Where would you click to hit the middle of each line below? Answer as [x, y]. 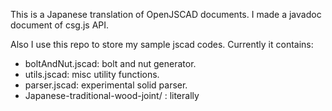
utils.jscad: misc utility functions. [92, 74]
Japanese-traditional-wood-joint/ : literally [112, 95]
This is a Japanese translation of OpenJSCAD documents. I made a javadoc [166, 14]
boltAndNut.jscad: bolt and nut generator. [110, 63]
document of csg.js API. [60, 25]
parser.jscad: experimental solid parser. [106, 85]
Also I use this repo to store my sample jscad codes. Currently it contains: [162, 44]
